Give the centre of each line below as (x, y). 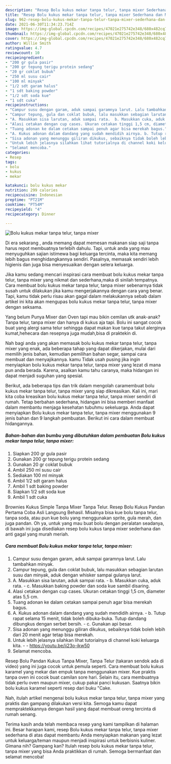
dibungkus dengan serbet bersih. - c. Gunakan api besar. (72, 624)
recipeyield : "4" (24, 209)
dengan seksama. (24, 307)
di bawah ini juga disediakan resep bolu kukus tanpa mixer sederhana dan (83, 529)
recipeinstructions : (27, 105)
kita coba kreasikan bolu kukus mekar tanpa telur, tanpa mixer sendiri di (81, 397)
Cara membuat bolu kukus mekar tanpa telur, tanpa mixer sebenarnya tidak (84, 285)
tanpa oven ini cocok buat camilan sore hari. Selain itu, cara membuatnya (82, 677)
